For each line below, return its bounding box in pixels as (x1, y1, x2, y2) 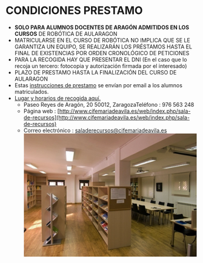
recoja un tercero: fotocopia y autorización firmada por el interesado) (14, 62, 187, 70)
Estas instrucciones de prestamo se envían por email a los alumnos (14, 81, 183, 88)
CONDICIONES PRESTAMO (5, 4, 143, 18)
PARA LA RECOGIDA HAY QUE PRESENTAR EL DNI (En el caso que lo (14, 56, 187, 63)
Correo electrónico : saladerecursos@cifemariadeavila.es (23, 127, 167, 134)
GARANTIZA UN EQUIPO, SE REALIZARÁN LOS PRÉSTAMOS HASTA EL (14, 43, 192, 50)
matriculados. (14, 88, 49, 95)
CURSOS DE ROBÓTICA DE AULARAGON (14, 30, 118, 37)
